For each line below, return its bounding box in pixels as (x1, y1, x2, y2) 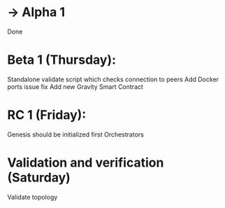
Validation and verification (7, 155, 164, 170)
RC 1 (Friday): (7, 107, 87, 123)
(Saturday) (7, 169, 71, 186)
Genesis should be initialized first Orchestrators (7, 130, 145, 139)
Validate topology (7, 193, 58, 201)
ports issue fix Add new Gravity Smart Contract (7, 82, 143, 91)
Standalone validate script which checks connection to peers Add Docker (7, 75, 219, 83)
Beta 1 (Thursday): (7, 52, 117, 68)
